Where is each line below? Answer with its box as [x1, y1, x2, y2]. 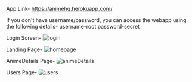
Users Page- [6, 69, 38, 76]
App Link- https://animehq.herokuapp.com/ [6, 5, 113, 12]
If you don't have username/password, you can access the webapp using [6, 17, 187, 23]
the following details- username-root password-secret [6, 23, 140, 30]
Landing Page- [6, 46, 43, 53]
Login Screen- [6, 34, 42, 41]
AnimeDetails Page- [6, 58, 55, 64]
